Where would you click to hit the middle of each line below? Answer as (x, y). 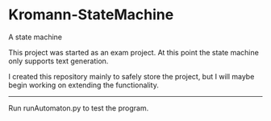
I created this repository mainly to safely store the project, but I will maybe (131, 76)
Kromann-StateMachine (91, 15)
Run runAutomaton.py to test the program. (79, 108)
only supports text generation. (58, 61)
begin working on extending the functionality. (83, 85)
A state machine (35, 37)
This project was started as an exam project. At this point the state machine (134, 52)
